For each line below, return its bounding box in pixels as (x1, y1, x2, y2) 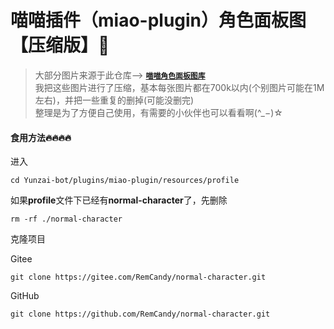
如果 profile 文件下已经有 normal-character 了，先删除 (10, 194, 228, 206)
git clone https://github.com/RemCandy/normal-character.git (10, 309, 271, 320)
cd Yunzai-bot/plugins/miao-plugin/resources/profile (10, 176, 240, 186)
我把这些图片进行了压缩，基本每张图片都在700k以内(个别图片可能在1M (34, 81, 325, 93)
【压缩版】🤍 (10, 34, 110, 57)
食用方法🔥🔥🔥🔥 (10, 131, 72, 143)
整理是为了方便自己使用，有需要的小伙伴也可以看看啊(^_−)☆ (34, 106, 283, 118)
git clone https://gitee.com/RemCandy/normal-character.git (10, 272, 267, 283)
